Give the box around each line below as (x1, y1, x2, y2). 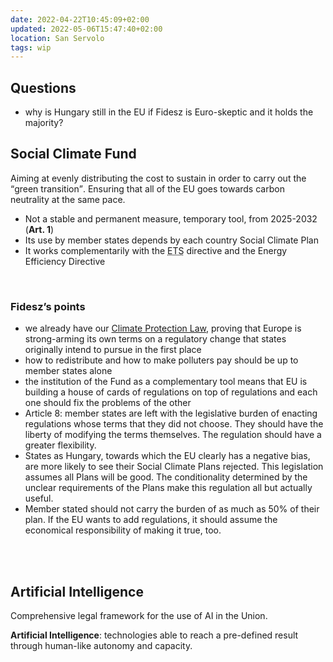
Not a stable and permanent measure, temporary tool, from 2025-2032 (24, 212, 318, 225)
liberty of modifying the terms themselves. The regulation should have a (24, 429, 322, 441)
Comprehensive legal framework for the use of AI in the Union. (10, 609, 268, 621)
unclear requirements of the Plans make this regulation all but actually (24, 482, 313, 494)
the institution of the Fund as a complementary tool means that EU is (24, 376, 308, 388)
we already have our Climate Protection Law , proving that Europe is (24, 322, 302, 335)
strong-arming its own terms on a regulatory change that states (24, 333, 287, 345)
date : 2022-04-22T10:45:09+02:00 (10, 14, 150, 25)
